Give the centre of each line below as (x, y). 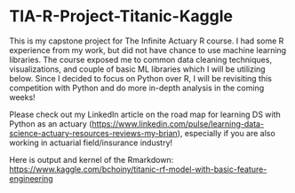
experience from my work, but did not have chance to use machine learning (148, 50)
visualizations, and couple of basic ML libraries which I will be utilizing (137, 69)
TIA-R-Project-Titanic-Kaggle (121, 16)
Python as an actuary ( (51, 124)
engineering (31, 178)
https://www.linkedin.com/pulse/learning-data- (178, 124)
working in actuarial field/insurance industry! (91, 143)
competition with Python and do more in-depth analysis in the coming (137, 88)
